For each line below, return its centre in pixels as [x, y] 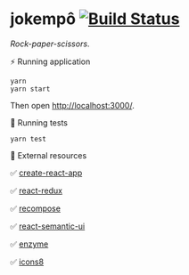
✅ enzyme [29, 244]
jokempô [43, 19]
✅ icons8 [27, 262]
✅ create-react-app [46, 173]
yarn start [30, 89]
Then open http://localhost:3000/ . [72, 105]
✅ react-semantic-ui [48, 226]
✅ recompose [36, 208]
